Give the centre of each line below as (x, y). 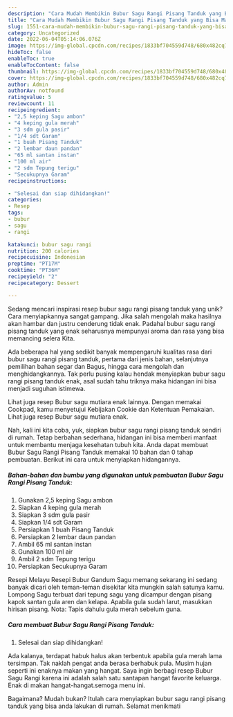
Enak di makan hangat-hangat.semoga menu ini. (77, 685)
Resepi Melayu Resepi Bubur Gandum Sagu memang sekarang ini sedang (112, 579)
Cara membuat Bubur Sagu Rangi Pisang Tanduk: (81, 625)
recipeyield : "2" (33, 277)
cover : (17, 78)
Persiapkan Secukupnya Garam (63, 566)
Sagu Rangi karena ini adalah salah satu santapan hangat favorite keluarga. (115, 678)
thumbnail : (24, 71)
